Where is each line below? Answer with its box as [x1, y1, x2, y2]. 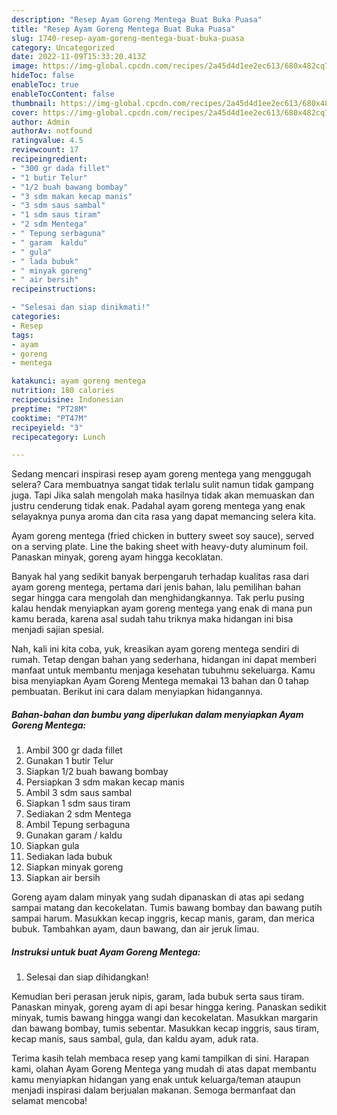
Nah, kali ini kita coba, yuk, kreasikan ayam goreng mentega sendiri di [11, 643, 300, 655]
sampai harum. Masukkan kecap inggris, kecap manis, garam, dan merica [11, 912, 315, 925]
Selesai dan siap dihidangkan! [25, 971, 149, 983]
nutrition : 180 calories [11, 386, 115, 396]
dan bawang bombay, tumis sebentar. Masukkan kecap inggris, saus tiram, [11, 1022, 320, 1035]
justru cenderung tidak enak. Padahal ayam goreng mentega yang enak [11, 500, 306, 512]
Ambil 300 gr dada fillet [25, 744, 123, 756]
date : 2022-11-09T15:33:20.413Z [11, 52, 146, 62]
